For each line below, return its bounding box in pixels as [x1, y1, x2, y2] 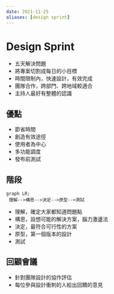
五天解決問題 [14, 60, 46, 67]
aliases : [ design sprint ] [6, 14, 70, 20]
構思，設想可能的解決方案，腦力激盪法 [14, 216, 108, 223]
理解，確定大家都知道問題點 [14, 208, 83, 216]
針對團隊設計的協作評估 [14, 274, 72, 281]
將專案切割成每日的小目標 [14, 68, 77, 75]
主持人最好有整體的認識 [14, 90, 72, 97]
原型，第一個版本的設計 [14, 230, 72, 238]
